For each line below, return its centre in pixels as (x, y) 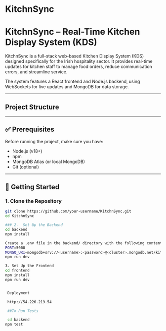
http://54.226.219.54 (29, 302)
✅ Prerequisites (30, 130)
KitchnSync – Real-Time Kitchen (73, 32)
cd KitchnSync (20, 216)
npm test (14, 325)
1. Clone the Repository (33, 201)
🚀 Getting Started (32, 187)
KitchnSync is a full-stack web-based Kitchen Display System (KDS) (75, 56)
